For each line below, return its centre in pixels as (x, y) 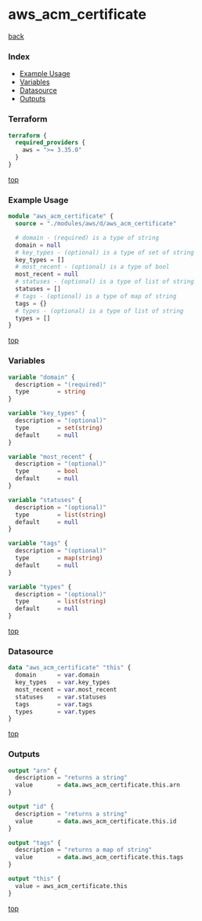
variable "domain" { (42, 377)
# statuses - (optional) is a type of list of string (105, 282)
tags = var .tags (54, 704)
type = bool (47, 472)
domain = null (38, 245)
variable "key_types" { (47, 413)
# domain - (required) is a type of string (87, 237)
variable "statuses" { (45, 500)
